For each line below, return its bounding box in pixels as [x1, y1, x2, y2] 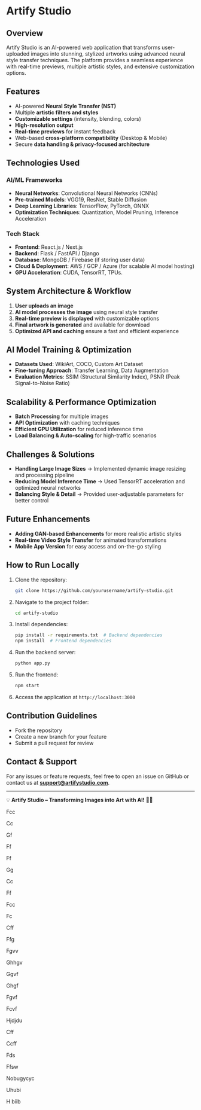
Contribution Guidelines [6, 710, 98, 721]
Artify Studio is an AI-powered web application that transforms [6, 44, 160, 51]
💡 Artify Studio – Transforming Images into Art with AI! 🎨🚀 [6, 796, 153, 803]
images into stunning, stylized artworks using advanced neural [31, 50, 185, 57]
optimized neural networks [14, 484, 81, 492]
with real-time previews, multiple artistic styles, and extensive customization [6, 63, 194, 70]
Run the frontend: [14, 671, 59, 678]
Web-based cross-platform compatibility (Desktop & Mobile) [14, 134, 167, 141]
